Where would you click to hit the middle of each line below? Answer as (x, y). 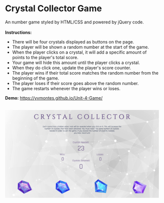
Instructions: (19, 32)
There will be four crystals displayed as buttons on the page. (73, 41)
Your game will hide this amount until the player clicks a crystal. (76, 62)
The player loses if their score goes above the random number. (75, 83)
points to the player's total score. (45, 57)
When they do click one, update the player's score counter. (72, 68)
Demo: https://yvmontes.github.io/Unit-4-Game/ (54, 98)
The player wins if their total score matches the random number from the (85, 73)
